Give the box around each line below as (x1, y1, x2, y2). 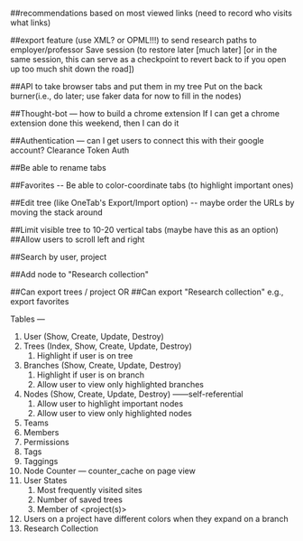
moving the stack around (10, 207, 103, 218)
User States (23, 475, 68, 486)
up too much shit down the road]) (10, 63, 134, 74)
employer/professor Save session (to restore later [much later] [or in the (10, 44, 278, 55)
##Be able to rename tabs (10, 163, 106, 173)
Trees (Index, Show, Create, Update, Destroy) (23, 340, 193, 351)
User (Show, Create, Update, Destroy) (23, 331, 165, 341)
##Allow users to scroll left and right (10, 234, 145, 245)
